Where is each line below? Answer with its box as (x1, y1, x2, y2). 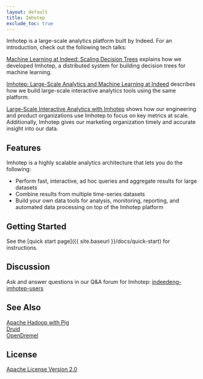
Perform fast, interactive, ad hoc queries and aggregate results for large (15, 177, 197, 185)
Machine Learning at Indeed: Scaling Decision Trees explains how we (6, 56, 182, 63)
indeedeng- (151, 278, 182, 285)
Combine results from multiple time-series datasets (15, 191, 145, 198)
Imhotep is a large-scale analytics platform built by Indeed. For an (6, 37, 172, 45)
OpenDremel (6, 332, 39, 339)
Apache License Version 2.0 (6, 366, 78, 373)
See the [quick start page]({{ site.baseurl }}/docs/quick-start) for (6, 237, 170, 245)
